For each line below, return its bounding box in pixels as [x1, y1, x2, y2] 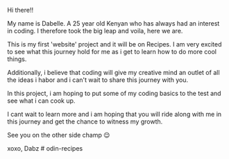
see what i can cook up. [7, 97, 76, 105]
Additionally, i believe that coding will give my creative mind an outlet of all [7, 69, 220, 76]
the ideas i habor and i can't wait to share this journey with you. [7, 76, 189, 84]
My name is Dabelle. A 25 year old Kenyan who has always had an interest [7, 19, 220, 27]
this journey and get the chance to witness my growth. [7, 117, 163, 126]
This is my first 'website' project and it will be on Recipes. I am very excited [7, 40, 222, 48]
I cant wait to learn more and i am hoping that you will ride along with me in [7, 110, 222, 118]
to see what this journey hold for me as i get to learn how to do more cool [7, 48, 217, 56]
